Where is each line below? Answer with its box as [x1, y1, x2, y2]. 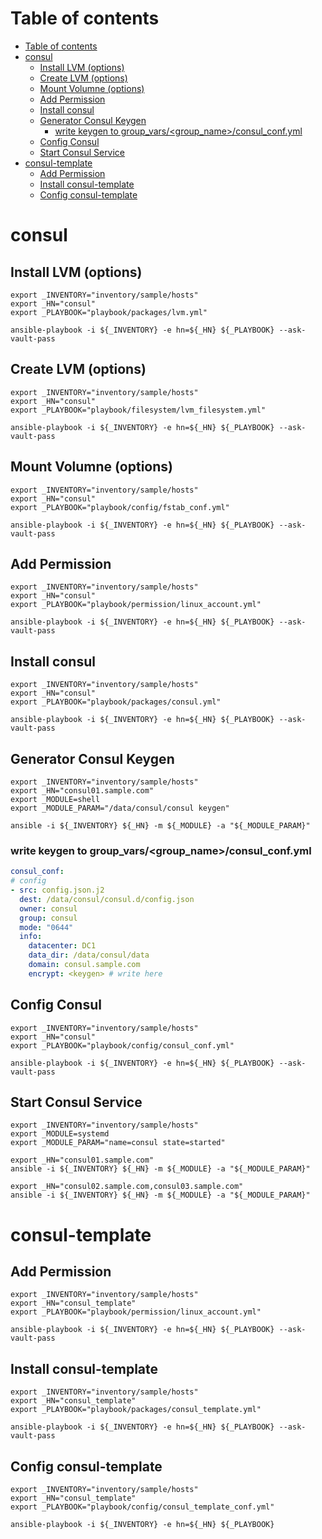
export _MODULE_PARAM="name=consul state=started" [10, 1138, 226, 1148]
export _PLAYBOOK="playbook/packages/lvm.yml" [10, 307, 208, 317]
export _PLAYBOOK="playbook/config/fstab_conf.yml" [10, 502, 230, 512]
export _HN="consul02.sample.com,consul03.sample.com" [10, 1182, 244, 1192]
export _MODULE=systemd [10, 1129, 110, 1139]
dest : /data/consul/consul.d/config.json [19, 894, 195, 904]
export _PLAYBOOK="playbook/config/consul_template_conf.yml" [10, 1502, 275, 1512]
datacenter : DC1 [28, 941, 97, 951]
